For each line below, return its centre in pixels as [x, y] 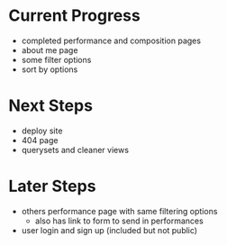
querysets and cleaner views [75, 150]
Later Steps [52, 186]
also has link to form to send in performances [119, 221]
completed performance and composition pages [111, 41]
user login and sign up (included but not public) [109, 230]
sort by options [50, 69]
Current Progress [74, 16]
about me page [50, 50]
